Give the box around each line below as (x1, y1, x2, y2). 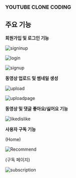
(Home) (5, 136, 21, 143)
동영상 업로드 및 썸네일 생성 (5, 75, 58, 81)
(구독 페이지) (5, 156, 30, 163)
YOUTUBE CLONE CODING (5, 4, 71, 11)
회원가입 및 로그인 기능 (5, 34, 49, 41)
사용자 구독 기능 (5, 126, 36, 132)
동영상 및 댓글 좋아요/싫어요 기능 (5, 105, 68, 112)
